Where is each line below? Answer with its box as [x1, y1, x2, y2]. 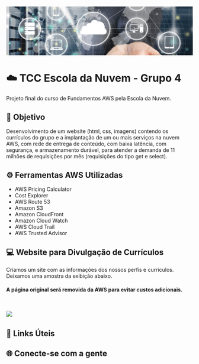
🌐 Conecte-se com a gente [6, 348, 108, 358]
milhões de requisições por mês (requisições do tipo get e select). [6, 153, 168, 160]
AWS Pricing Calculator [14, 186, 72, 193]
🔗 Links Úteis [6, 329, 55, 339]
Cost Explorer [14, 192, 49, 199]
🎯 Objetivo [6, 112, 46, 122]
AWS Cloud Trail [14, 223, 55, 230]
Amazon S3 [14, 204, 43, 212]
